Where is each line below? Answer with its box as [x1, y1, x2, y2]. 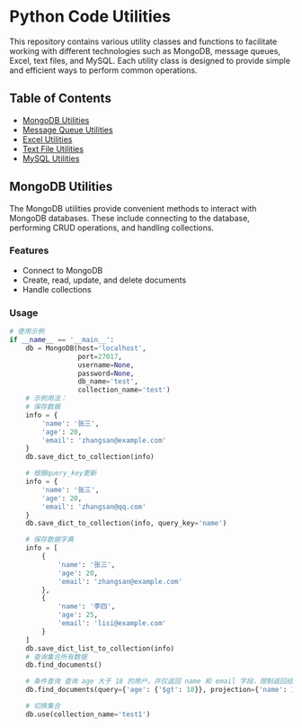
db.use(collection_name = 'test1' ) [25, 709, 151, 719]
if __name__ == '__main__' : [9, 336, 115, 345]
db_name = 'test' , [77, 377, 139, 386]
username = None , [77, 360, 135, 370]
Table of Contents [9, 91, 112, 106]
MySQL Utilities [22, 153, 80, 164]
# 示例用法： [25, 394, 67, 403]
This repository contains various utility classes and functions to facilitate [9, 36, 278, 47]
